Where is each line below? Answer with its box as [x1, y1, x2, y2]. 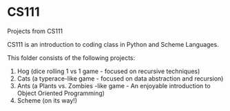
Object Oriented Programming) [17, 89, 105, 97]
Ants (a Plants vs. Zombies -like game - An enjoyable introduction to [17, 81, 211, 90]
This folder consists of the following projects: [7, 53, 136, 62]
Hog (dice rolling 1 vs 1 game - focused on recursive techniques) [17, 67, 200, 75]
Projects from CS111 [7, 27, 63, 35]
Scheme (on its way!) [17, 96, 78, 104]
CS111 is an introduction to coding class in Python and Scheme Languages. [7, 40, 219, 48]
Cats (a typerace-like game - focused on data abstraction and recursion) [17, 74, 224, 83]
